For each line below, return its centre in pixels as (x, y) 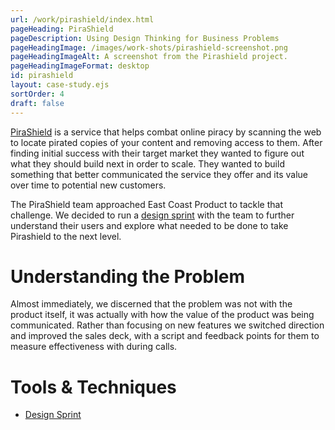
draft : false (37, 103)
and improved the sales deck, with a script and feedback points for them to (165, 336)
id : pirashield (42, 76)
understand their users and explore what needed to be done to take (149, 225)
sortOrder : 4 (37, 94)
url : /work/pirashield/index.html (82, 19)
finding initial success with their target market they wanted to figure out (157, 153)
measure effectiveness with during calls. (94, 347)
